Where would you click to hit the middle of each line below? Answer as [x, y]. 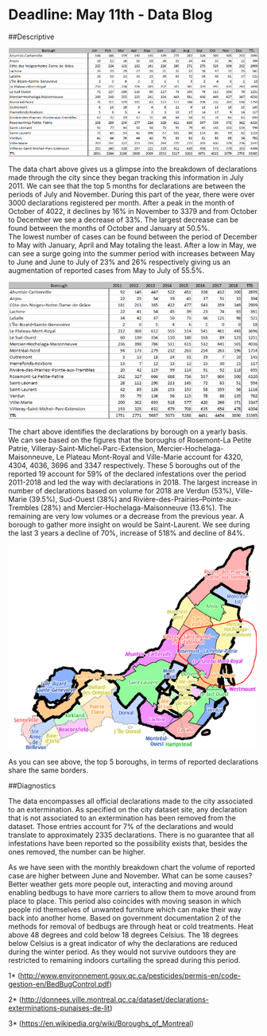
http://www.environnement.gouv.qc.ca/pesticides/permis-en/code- [130, 976]
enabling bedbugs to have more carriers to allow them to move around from [132, 892]
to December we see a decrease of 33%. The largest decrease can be [123, 220]
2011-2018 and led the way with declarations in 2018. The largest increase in [133, 482]
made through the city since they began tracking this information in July [126, 177]
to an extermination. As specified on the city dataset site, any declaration [128, 809]
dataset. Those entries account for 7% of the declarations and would [121, 826]
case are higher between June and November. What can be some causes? [130, 875]
